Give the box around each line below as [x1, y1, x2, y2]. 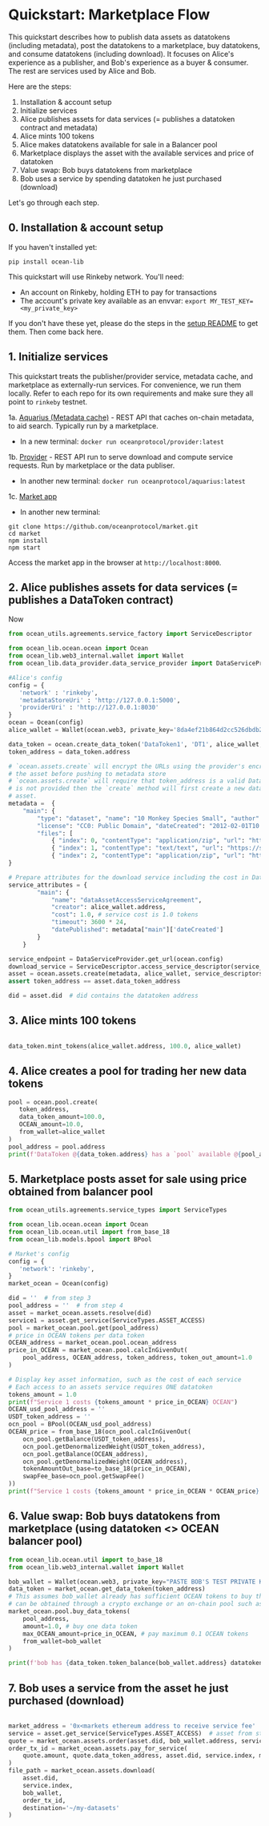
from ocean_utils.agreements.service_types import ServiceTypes [8, 1206, 227, 1214]
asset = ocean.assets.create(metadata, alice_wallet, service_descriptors [8, 970, 263, 978]
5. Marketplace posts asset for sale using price [8, 1172, 247, 1186]
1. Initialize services [8, 350, 109, 364]
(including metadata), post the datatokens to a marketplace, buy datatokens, [8, 40, 260, 50]
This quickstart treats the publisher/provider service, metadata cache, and [8, 371, 254, 381]
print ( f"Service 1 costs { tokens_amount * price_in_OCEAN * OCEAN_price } [8, 1487, 260, 1495]
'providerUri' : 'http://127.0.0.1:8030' [18, 703, 159, 712]
